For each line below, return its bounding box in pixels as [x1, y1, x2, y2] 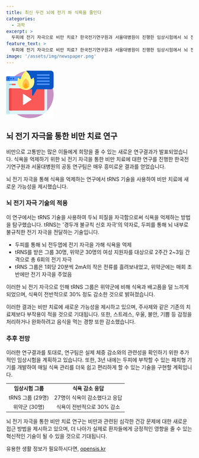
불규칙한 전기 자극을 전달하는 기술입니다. [6, 228, 99, 235]
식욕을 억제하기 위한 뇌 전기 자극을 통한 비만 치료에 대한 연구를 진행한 [14, 155, 174, 162]
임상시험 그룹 [14, 385, 44, 392]
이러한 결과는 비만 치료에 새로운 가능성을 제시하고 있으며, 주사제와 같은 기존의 [6, 303, 185, 310]
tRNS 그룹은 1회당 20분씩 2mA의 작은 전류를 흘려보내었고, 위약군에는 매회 [14, 263, 186, 270]
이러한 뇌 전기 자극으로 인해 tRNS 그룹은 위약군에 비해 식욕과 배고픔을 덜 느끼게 [6, 283, 189, 290]
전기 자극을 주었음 [30, 270, 72, 278]
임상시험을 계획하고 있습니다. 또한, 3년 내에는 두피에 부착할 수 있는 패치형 [17, 356, 187, 364]
